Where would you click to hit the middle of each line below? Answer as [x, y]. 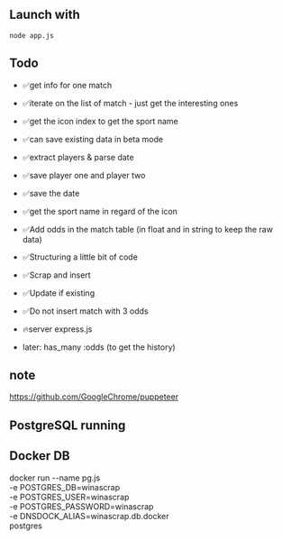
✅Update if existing [59, 293]
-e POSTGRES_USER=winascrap [69, 497]
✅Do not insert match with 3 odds [85, 311]
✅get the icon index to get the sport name [100, 121]
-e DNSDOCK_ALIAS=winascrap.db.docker [89, 516]
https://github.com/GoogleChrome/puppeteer [94, 397]
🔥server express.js [57, 329]
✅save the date [51, 193]
